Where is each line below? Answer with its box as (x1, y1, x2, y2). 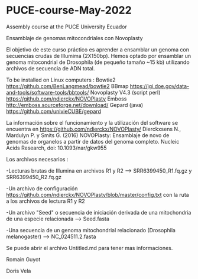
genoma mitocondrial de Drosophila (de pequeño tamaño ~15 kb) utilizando (6, 59, 190, 66)
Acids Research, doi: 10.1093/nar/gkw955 (6, 144, 107, 151)
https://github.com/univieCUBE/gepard (6, 108, 102, 115)
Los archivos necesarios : (6, 155, 69, 163)
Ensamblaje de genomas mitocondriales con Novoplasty (6, 34, 143, 41)
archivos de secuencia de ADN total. (6, 64, 95, 72)
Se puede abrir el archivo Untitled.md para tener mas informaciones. (6, 244, 173, 251)
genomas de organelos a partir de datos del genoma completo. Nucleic (6, 138, 180, 145)
